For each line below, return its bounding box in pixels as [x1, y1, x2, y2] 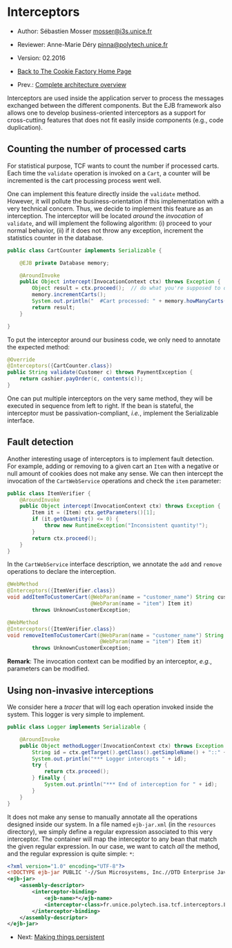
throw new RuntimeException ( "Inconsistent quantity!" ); [43, 522, 209, 529]
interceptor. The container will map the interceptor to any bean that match [7, 835, 217, 843]
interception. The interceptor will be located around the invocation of [7, 211, 204, 220]
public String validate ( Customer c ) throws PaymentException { [7, 369, 193, 376]
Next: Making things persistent [17, 933, 105, 941]
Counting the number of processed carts [7, 143, 186, 155]
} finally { [32, 775, 67, 782]
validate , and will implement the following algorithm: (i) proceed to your [7, 219, 212, 227]
